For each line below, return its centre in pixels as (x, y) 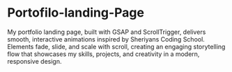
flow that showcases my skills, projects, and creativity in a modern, (103, 54)
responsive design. (34, 61)
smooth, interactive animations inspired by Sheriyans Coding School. (106, 39)
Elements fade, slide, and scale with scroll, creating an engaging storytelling (116, 46)
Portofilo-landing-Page (76, 13)
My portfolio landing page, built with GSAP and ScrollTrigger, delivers (107, 32)
